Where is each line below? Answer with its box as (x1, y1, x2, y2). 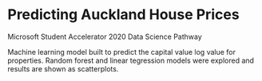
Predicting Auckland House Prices (7, 6, 240, 24)
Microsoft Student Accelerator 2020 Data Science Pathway (7, 32, 203, 41)
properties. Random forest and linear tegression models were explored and (7, 56, 255, 65)
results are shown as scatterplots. (7, 64, 119, 73)
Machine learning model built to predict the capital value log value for (7, 47, 236, 56)
